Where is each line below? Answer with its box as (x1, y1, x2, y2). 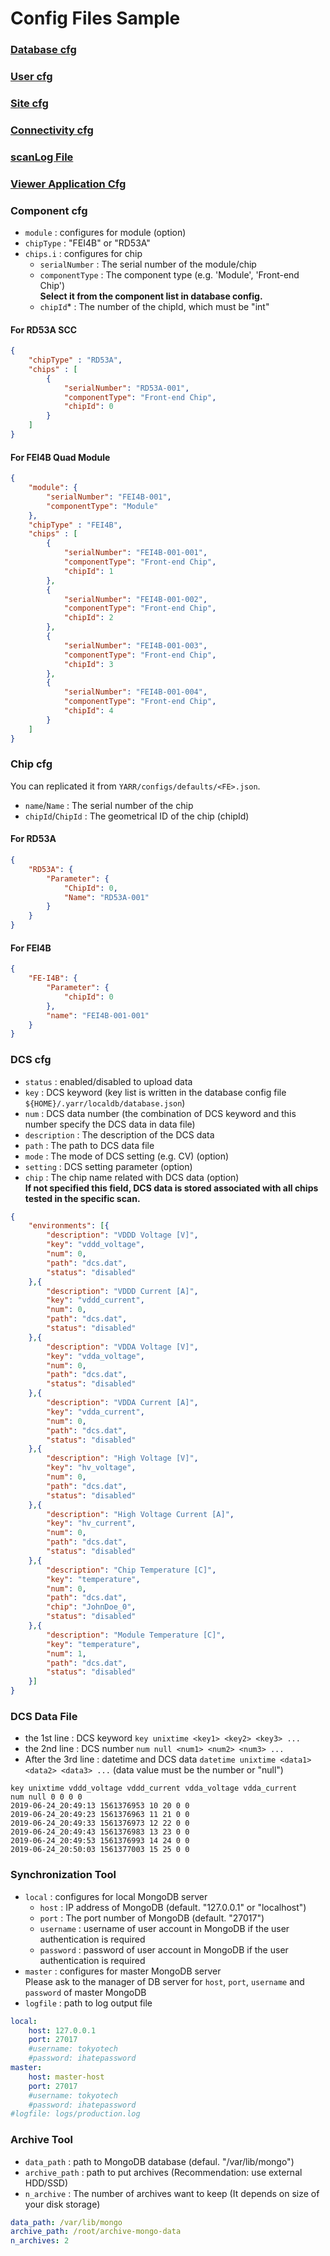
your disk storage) (24, 2198, 101, 2210)
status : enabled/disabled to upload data (24, 1075, 193, 1087)
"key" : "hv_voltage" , (46, 1463, 137, 1473)
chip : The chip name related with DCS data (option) (24, 1171, 240, 1183)
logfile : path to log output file (24, 1997, 153, 2009)
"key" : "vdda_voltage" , (46, 1351, 145, 1361)
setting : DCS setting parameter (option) (24, 1160, 193, 1172)
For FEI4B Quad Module (10, 451, 111, 463)
